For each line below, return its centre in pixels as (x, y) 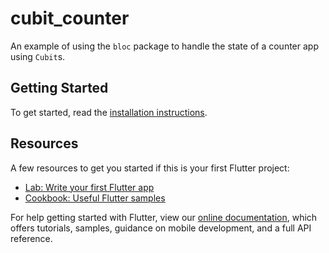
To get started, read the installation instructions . (109, 112)
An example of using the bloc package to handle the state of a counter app (164, 46)
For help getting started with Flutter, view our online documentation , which (164, 217)
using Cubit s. (38, 56)
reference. (31, 238)
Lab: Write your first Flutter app (89, 187)
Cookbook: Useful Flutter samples (95, 198)
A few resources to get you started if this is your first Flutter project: (150, 168)
